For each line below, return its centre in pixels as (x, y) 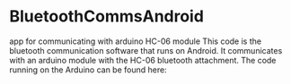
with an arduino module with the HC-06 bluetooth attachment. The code (143, 60)
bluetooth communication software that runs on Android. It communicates (146, 50)
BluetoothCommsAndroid (107, 17)
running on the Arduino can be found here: (88, 70)
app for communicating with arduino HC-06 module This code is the (136, 41)
